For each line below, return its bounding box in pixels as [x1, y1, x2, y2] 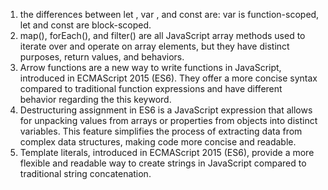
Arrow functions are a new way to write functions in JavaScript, [19, 62, 282, 73]
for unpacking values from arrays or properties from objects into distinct [19, 115, 318, 126]
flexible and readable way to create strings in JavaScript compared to [19, 157, 307, 169]
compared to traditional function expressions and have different [19, 83, 283, 94]
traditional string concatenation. [19, 168, 152, 179]
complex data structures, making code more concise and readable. [19, 136, 297, 148]
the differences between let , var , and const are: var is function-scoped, [19, 9, 320, 20]
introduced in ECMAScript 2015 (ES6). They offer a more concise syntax [19, 72, 318, 84]
